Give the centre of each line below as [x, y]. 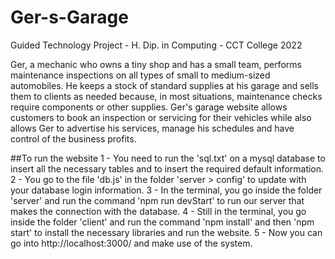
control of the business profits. [73, 138]
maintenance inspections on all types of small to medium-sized [140, 75]
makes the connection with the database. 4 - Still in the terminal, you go [158, 211]
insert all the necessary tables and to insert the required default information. [167, 168]
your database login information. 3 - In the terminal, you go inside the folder [166, 190]
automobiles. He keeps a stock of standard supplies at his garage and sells [165, 85]
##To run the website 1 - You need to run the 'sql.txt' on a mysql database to [168, 158]
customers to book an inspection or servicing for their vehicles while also [161, 117]
